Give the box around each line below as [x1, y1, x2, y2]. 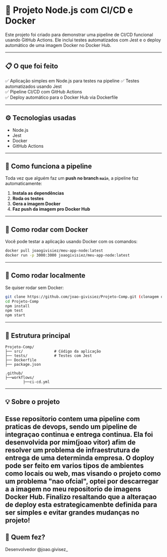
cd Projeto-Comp [5, 299, 39, 304]
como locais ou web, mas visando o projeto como [5, 469, 161, 478]
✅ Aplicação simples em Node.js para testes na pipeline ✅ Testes [5, 77, 140, 84]
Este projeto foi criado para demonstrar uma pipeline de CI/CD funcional [5, 31, 153, 37]
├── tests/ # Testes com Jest [5, 353, 92, 358]
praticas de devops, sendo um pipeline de [5, 422, 138, 431]
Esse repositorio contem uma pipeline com [5, 414, 140, 423]
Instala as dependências [12, 190, 65, 196]
